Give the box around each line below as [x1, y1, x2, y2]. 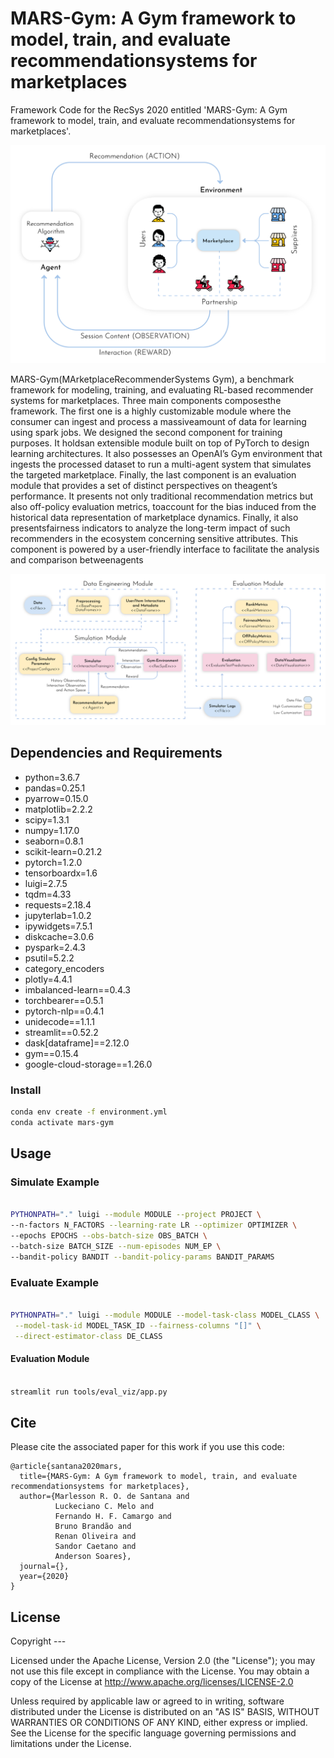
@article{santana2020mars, [10, 1462, 123, 1472]
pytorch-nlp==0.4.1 [24, 1005, 105, 1017]
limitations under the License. [10, 1738, 132, 1750]
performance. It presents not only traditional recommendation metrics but [10, 490, 313, 502]
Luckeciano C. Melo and [54, 1502, 155, 1512]
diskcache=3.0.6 [24, 930, 95, 942]
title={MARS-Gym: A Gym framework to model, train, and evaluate [19, 1472, 298, 1482]
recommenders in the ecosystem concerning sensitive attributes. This [10, 532, 299, 544]
